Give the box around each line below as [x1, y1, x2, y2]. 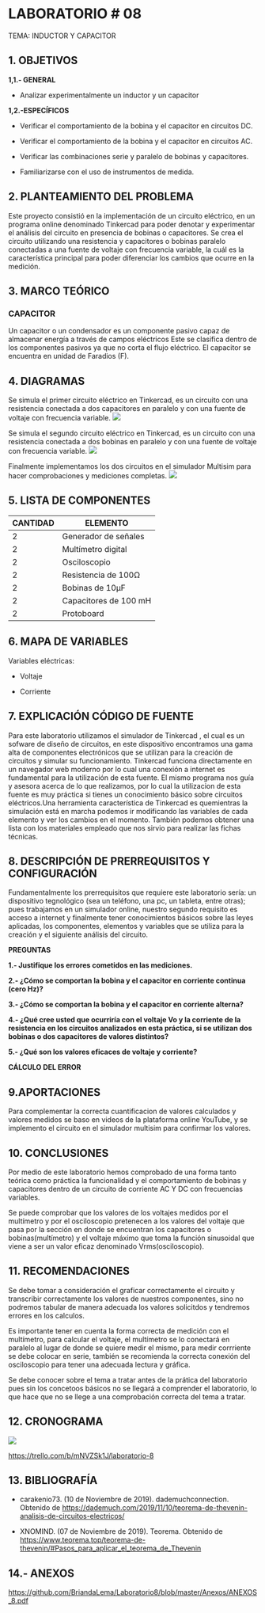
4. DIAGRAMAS [8, 374, 85, 388]
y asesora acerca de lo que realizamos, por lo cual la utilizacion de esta [8, 781, 241, 790]
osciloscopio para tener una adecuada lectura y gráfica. [8, 1360, 191, 1369]
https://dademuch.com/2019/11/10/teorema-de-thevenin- [62, 1503, 248, 1512]
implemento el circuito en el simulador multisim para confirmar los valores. [8, 1124, 252, 1133]
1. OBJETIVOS [8, 54, 78, 67]
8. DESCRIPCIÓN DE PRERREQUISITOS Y [8, 854, 210, 868]
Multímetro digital [62, 543, 127, 554]
